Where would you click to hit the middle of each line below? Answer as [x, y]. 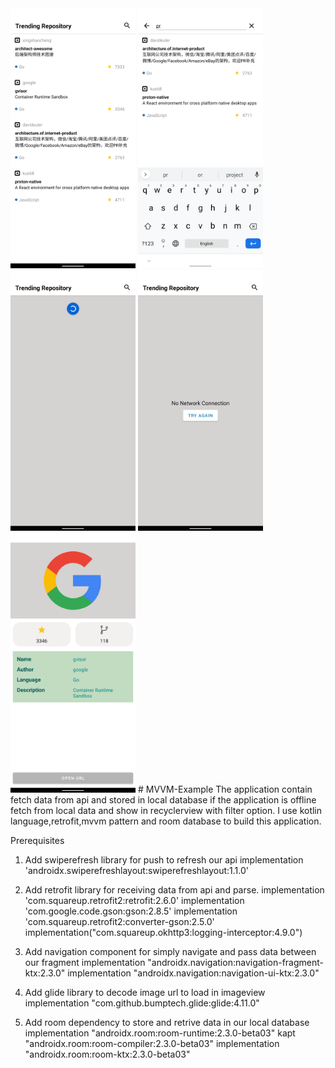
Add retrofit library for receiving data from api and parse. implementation [174, 889]
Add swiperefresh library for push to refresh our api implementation [164, 859]
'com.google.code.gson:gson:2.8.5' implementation [131, 911]
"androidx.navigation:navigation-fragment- [236, 962]
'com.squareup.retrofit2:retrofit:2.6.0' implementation [134, 900]
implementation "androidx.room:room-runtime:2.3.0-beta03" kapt [160, 1033]
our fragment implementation [85, 962]
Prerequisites [37, 840]
